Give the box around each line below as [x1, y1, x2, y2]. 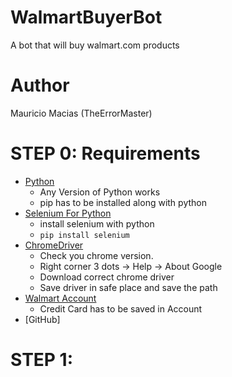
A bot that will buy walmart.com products [10, 39, 180, 51]
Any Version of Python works [39, 186, 161, 198]
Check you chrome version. [39, 249, 154, 261]
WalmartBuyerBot [10, 6, 163, 29]
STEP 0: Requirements [10, 142, 201, 165]
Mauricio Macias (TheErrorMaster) [10, 107, 153, 119]
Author [10, 74, 70, 97]
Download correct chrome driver [39, 271, 175, 283]
